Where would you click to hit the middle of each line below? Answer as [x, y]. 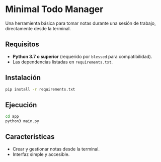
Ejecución [21, 105]
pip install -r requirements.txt [40, 89]
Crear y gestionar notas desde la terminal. [56, 149]
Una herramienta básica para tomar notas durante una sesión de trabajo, [80, 23]
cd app [12, 117]
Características [30, 137]
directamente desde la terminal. [38, 28]
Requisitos [22, 45]
